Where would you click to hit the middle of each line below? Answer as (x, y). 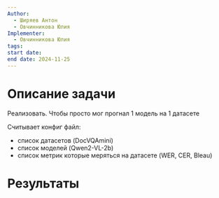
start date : (24, 53)
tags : (15, 46)
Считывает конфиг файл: (44, 127)
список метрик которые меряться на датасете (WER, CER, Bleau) (115, 155)
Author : (19, 14)
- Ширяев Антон (36, 20)
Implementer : (26, 33)
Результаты (43, 183)
